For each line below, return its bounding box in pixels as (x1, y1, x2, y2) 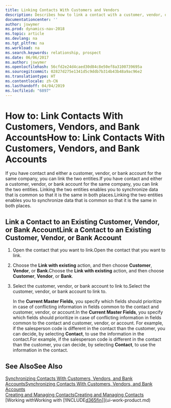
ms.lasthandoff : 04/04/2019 (5, 83, 65, 88)
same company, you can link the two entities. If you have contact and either (5, 175, 163, 182)
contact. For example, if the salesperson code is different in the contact (12, 336, 161, 342)
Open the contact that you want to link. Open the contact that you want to (12, 247, 166, 253)
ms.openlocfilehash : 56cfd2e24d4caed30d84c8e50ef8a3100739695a (5, 64, 142, 69)
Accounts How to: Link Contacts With (5, 132, 165, 143)
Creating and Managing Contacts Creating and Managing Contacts (5, 392, 144, 398)
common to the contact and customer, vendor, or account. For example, (12, 320, 164, 326)
